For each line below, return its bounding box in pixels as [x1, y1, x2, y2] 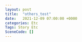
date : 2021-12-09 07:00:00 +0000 [5, 16, 78, 21]
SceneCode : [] [5, 29, 34, 34]
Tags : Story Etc [5, 25, 38, 30]
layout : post [5, 7, 32, 12]
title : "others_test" [5, 12, 51, 16]
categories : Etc [5, 20, 38, 26]
